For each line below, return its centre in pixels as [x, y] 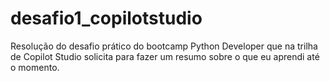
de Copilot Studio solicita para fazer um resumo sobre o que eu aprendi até [165, 56]
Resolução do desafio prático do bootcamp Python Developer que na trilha [164, 46]
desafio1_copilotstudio [106, 18]
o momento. [35, 67]
